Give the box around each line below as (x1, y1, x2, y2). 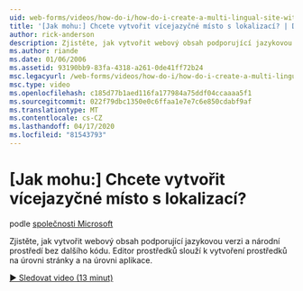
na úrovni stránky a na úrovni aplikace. (9, 254, 153, 266)
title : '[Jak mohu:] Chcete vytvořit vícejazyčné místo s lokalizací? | (9, 22, 289, 31)
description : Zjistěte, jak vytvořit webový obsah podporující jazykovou (9, 38, 293, 48)
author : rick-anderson (9, 30, 95, 39)
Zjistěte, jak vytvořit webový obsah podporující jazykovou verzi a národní (9, 235, 280, 246)
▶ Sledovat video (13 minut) (9, 272, 114, 283)
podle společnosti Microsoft (9, 218, 114, 229)
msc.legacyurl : (9, 72, 67, 81)
